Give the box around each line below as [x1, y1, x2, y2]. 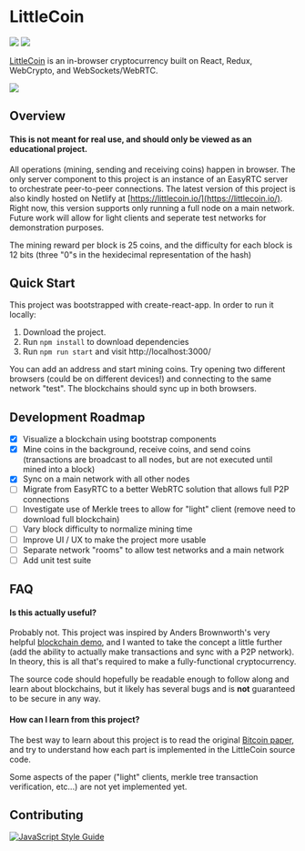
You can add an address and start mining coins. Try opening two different [9, 364, 286, 375]
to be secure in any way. [9, 694, 102, 704]
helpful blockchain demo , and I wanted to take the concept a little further [9, 637, 283, 648]
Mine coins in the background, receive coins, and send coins [22, 444, 251, 455]
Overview [9, 108, 66, 124]
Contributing [9, 807, 84, 823]
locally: [9, 309, 36, 320]
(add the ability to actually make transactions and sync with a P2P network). [9, 646, 295, 657]
